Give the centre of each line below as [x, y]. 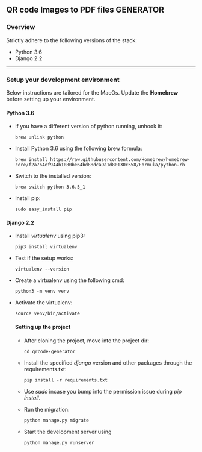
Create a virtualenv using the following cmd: [69, 280]
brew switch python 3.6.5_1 [50, 187]
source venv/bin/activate [47, 314]
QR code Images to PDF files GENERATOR [85, 10]
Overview [21, 27]
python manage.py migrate [56, 420]
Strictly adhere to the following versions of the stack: [72, 40]
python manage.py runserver [59, 442]
